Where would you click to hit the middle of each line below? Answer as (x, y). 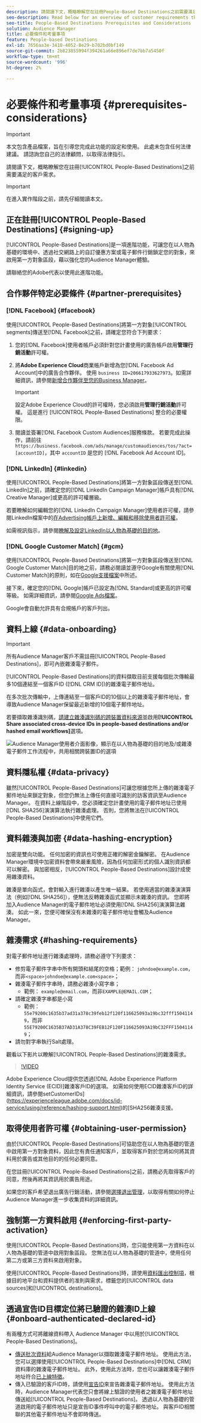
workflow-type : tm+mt (33, 56)
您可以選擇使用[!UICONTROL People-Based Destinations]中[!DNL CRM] (103, 1362)
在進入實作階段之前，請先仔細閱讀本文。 (56, 199)
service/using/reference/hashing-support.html (63, 1108)
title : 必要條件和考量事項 (36, 34)
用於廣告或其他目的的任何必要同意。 (56, 1159)
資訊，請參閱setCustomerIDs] (48, 1094)
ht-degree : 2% (24, 68)
